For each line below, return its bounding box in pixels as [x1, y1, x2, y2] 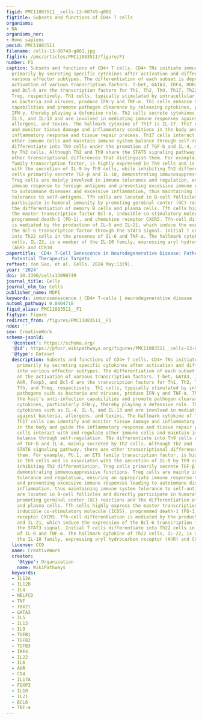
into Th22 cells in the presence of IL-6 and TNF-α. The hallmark [11, 233, 182, 239]
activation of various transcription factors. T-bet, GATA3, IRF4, [11, 82, 185, 88]
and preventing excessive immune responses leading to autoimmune [17, 480, 187, 486]
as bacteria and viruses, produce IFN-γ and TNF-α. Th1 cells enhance [11, 98, 192, 104]
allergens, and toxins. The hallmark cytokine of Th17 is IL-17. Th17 [11, 121, 192, 127]
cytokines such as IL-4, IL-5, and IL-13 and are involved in [17, 407, 176, 413]
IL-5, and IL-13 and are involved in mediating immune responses [11, 115, 179, 121]
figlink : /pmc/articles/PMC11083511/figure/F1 [6, 54, 125, 60]
